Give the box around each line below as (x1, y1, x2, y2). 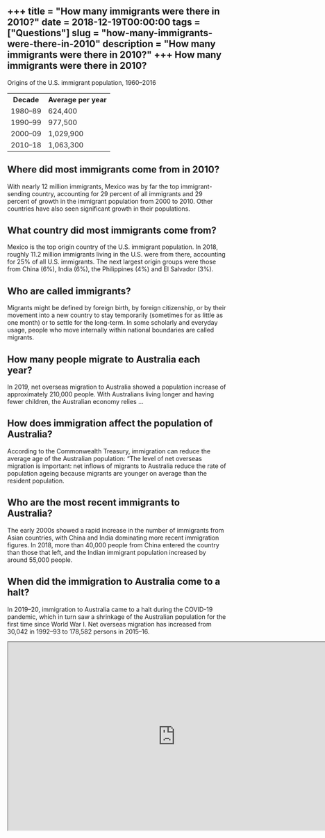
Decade (12, 95, 40, 104)
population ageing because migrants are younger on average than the (7, 469, 207, 477)
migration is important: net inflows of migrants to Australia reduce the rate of (7, 462, 226, 470)
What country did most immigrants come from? (7, 225, 217, 236)
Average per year (48, 95, 107, 104)
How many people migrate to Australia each (7, 353, 201, 365)
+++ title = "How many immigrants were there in (7, 6, 220, 17)
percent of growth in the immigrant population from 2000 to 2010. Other (7, 197, 213, 205)
